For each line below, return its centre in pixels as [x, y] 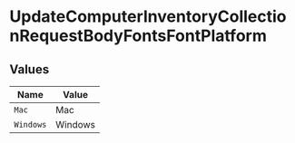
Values [29, 69]
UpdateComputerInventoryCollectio [148, 17]
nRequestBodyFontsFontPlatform [138, 36]
